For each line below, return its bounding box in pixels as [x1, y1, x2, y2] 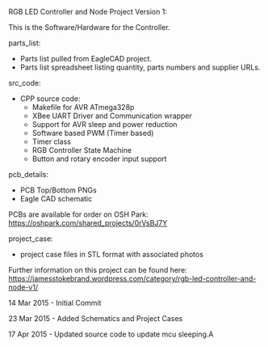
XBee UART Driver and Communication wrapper [31, 111, 192, 121]
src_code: [8, 78, 41, 87]
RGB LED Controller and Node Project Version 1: [8, 7, 168, 16]
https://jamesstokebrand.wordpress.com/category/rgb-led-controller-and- [8, 274, 257, 283]
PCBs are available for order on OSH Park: [8, 209, 149, 219]
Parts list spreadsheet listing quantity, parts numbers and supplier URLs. [19, 62, 261, 72]
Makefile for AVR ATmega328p [31, 103, 135, 112]
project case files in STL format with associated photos [19, 250, 204, 259]
